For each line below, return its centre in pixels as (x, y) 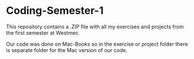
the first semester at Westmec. (43, 32)
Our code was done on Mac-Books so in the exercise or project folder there (97, 44)
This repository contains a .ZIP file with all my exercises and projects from (95, 27)
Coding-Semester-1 (55, 11)
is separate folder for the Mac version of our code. (67, 50)
